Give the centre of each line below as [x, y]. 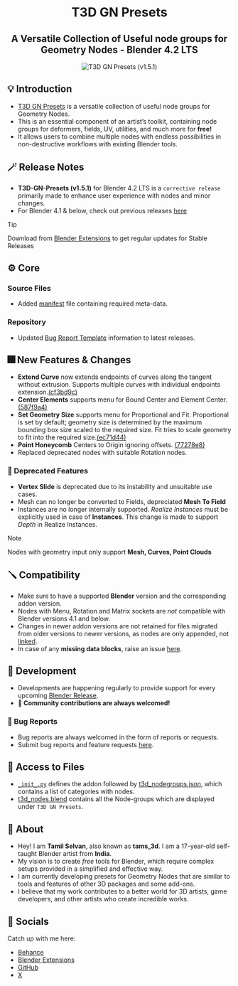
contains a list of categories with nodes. [76, 792]
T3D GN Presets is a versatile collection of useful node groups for [114, 106]
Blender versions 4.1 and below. [64, 618]
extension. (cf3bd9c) [48, 392]
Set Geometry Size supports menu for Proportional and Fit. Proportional [123, 415]
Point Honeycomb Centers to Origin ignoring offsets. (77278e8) [111, 445]
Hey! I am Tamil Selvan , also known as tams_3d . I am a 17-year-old [116, 846]
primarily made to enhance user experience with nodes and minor [114, 195]
